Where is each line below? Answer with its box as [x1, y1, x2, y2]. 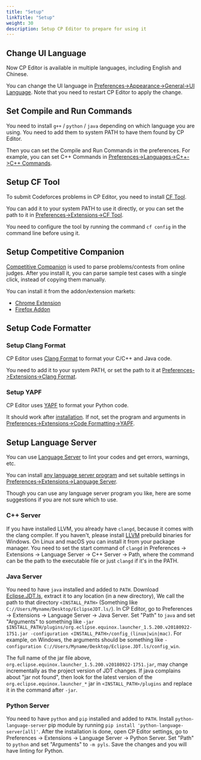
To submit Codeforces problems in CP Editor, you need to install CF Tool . [6, 193, 187, 200]
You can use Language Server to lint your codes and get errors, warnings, [6, 454, 190, 461]
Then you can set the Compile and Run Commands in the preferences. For [6, 146, 191, 154]
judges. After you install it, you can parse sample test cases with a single [6, 269, 187, 277]
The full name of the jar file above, [6, 654, 91, 662]
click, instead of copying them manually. [6, 275, 107, 283]
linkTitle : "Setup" [6, 14, 55, 21]
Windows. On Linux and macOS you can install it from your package [6, 538, 175, 545]
